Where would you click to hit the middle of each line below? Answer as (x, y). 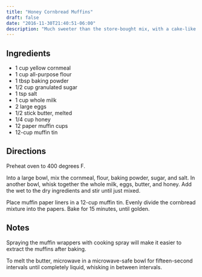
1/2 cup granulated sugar (46, 87)
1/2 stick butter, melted (44, 113)
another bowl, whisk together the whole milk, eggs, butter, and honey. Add (99, 184)
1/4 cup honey (33, 119)
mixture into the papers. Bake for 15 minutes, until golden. (78, 209)
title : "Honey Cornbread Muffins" (50, 12)
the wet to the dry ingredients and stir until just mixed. (73, 190)
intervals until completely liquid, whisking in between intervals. (84, 267)
